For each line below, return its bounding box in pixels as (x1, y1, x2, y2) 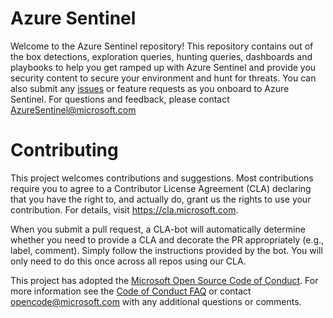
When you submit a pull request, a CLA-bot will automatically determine (10, 223, 306, 235)
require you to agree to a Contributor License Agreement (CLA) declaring (10, 182, 312, 194)
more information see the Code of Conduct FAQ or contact (10, 285, 252, 297)
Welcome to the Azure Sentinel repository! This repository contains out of (10, 40, 314, 52)
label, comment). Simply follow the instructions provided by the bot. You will (10, 244, 323, 256)
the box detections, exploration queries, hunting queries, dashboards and (10, 50, 313, 62)
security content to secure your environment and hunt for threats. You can (10, 72, 317, 84)
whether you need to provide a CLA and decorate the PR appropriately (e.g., (10, 233, 325, 246)
